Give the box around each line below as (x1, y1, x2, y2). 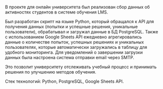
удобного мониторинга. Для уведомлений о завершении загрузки (5, 49, 143, 55)
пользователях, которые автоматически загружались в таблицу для (5, 44, 147, 50)
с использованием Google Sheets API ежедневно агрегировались (5, 34, 142, 40)
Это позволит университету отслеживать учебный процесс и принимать (5, 64, 157, 70)
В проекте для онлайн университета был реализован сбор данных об (5, 4, 150, 10)
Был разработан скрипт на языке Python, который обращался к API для (5, 19, 154, 24)
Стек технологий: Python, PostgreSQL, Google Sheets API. (5, 78, 124, 84)
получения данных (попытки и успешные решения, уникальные (5, 24, 138, 30)
